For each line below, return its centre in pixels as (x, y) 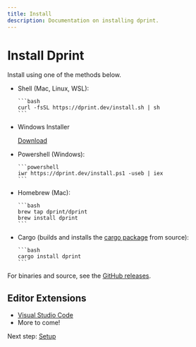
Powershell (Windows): (51, 154)
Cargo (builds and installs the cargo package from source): (103, 237)
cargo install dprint (49, 257)
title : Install (30, 14)
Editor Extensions (47, 298)
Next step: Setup (32, 336)
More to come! (39, 323)
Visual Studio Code (45, 315)
